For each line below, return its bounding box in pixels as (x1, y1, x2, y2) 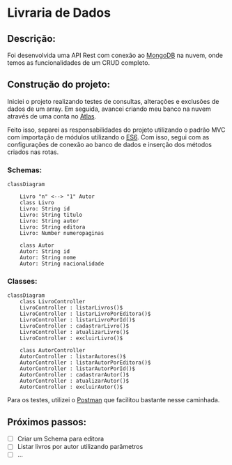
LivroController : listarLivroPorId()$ (20, 317, 136, 323)
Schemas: (7, 165, 42, 175)
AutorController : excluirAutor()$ (20, 383, 123, 391)
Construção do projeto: (7, 79, 110, 91)
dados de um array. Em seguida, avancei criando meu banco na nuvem (7, 105, 211, 113)
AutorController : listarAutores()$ (20, 353, 127, 360)
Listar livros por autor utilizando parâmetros (17, 443, 144, 451)
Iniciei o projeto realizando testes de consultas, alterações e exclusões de (7, 97, 219, 105)
